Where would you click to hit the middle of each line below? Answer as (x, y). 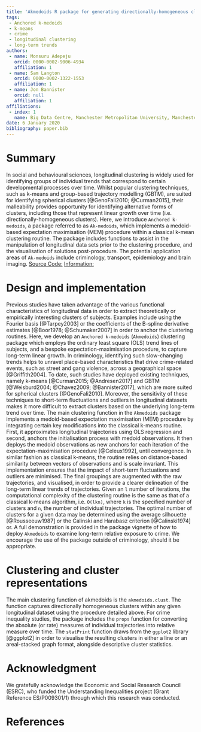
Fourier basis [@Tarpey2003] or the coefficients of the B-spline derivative (98, 323)
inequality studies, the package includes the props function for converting (97, 619)
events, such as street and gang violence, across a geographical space (94, 368)
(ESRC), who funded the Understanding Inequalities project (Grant (88, 691)
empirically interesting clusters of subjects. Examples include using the (94, 317)
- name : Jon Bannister (37, 90)
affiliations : (24, 106)
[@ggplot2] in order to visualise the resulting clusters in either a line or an (97, 637)
